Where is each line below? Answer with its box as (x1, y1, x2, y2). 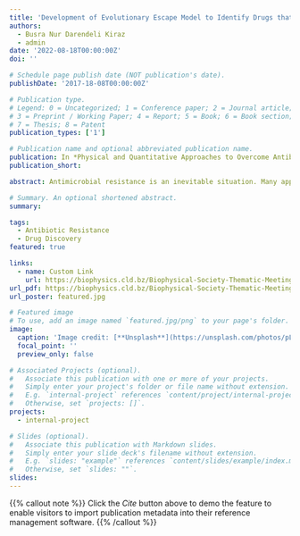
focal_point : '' (17, 341, 78, 350)
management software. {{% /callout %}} (9, 516, 158, 527)
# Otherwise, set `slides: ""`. (9, 465, 138, 474)
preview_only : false (17, 349, 94, 358)
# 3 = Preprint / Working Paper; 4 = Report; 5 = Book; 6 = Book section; (9, 112, 294, 121)
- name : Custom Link (17, 267, 94, 276)
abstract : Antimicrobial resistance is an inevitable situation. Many (9, 177, 278, 186)
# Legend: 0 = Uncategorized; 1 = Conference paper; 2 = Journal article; (9, 104, 294, 113)
